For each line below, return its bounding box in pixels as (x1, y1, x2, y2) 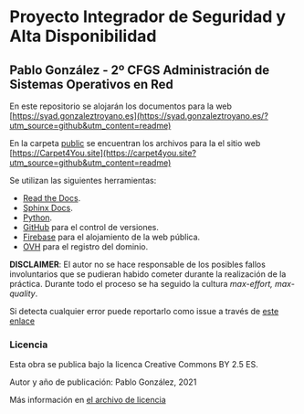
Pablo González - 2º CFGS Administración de (9, 62, 270, 78)
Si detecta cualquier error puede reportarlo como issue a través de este (9, 306, 279, 316)
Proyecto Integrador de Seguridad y (9, 6, 286, 27)
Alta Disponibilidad (9, 26, 157, 47)
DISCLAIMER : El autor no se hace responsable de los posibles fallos (9, 259, 267, 270)
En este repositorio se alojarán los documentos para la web (9, 101, 233, 111)
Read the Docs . (22, 193, 81, 203)
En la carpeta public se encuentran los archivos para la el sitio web (9, 138, 261, 148)
